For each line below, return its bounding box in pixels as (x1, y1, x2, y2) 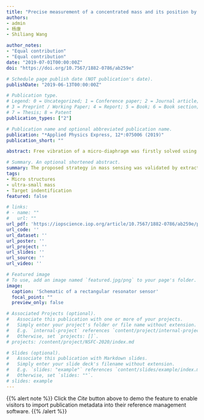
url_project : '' (6, 243, 47, 249)
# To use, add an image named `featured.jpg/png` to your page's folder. (6, 277, 197, 283)
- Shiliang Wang (6, 32, 47, 38)
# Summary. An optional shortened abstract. (6, 159, 121, 166)
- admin (6, 20, 26, 26)
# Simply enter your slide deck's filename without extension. (6, 361, 175, 367)
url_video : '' (6, 260, 42, 267)
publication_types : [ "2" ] (6, 115, 72, 121)
